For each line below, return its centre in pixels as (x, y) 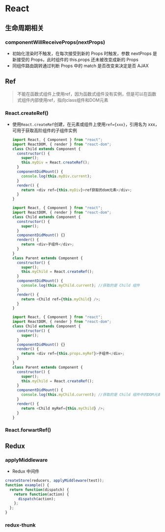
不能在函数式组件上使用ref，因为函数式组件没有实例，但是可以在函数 (87, 94)
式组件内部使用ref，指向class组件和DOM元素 (63, 100)
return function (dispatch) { (39, 490)
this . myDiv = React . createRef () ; (55, 162)
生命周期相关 (25, 28)
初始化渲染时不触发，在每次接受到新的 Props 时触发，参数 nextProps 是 (84, 53)
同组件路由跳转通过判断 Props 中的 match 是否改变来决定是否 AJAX (80, 66)
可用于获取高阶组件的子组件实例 (44, 130)
